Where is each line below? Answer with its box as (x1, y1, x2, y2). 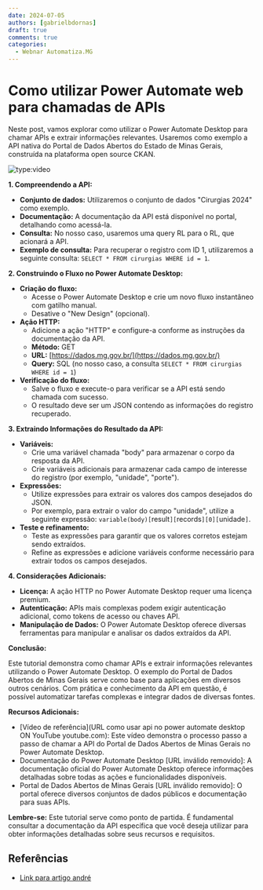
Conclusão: (8, 643, 47, 652)
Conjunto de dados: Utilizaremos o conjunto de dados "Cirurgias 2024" (19, 195, 253, 204)
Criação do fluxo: (19, 283, 78, 293)
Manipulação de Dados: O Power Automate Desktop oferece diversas (19, 619, 247, 629)
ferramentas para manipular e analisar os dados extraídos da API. (19, 628, 232, 637)
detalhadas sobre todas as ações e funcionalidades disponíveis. (19, 772, 227, 782)
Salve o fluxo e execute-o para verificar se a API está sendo (31, 384, 225, 393)
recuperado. (31, 409, 71, 418)
